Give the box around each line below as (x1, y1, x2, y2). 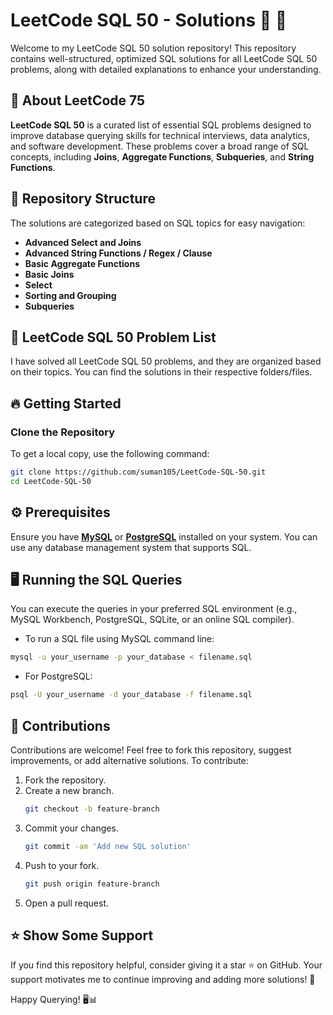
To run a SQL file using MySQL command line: (24, 633, 215, 645)
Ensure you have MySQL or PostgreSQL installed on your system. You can (10, 530, 318, 543)
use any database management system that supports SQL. (10, 541, 252, 553)
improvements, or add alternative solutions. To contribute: (10, 755, 249, 766)
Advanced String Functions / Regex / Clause (24, 247, 213, 259)
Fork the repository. (24, 774, 107, 786)
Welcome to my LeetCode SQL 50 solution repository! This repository (10, 42, 297, 54)
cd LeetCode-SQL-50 (10, 476, 92, 486)
